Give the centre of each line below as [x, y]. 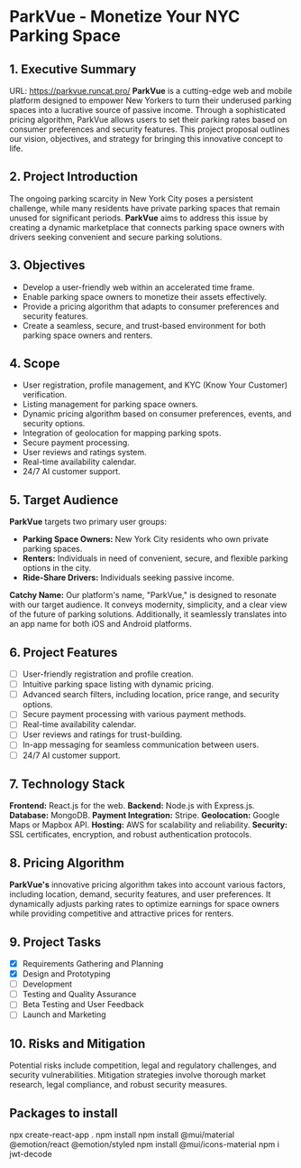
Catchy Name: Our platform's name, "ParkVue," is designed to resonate [143, 595]
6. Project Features [64, 652]
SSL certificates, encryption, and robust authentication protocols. [131, 835]
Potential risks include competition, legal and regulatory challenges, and [143, 1065]
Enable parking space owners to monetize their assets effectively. [145, 296]
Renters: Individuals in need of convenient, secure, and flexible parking [155, 558]
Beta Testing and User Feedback [83, 1004]
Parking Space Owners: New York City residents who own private [145, 539]
